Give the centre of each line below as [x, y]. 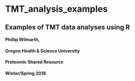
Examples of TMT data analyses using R [67, 27]
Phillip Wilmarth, [23, 40]
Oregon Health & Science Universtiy [42, 51]
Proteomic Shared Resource [34, 62]
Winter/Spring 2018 [26, 73]
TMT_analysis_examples [56, 9]
